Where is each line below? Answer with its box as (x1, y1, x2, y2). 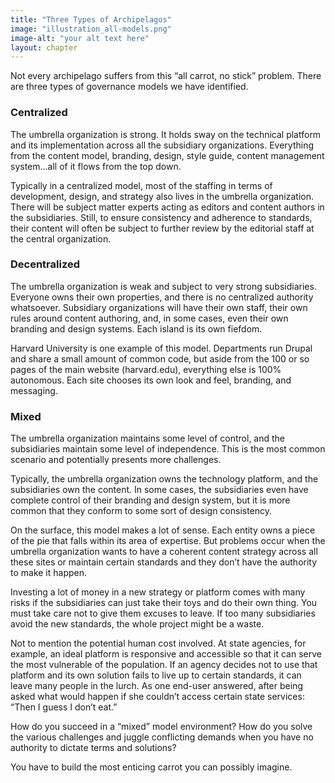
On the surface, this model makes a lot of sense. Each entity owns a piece (10, 524, 316, 536)
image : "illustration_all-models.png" (10, 24, 172, 34)
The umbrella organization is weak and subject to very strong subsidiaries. (10, 280, 317, 292)
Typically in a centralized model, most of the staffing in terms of (10, 179, 273, 191)
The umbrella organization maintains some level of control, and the (10, 432, 286, 445)
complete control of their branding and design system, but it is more (10, 494, 291, 506)
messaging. (10, 384, 58, 396)
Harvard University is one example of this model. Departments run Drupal (10, 342, 313, 354)
